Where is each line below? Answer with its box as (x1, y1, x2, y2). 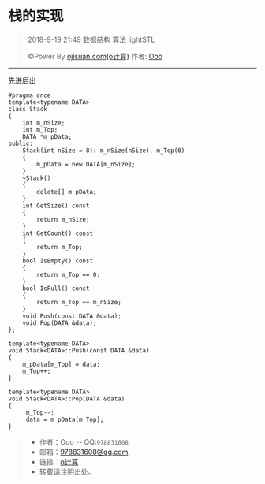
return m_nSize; (36, 215, 90, 223)
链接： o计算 (39, 456, 79, 466)
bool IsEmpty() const (22, 257, 93, 265)
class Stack (8, 105, 47, 113)
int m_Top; (22, 125, 58, 134)
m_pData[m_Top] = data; (22, 360, 101, 368)
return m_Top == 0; (36, 270, 101, 278)
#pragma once (8, 91, 51, 99)
